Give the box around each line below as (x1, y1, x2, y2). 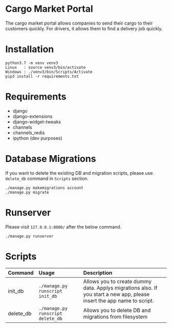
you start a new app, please (83, 291, 150, 298)
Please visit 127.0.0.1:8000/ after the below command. (5, 223, 122, 230)
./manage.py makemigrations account (5, 185, 83, 190)
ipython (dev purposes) (12, 135, 62, 141)
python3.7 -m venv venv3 (5, 60, 58, 66)
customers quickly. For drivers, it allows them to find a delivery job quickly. (5, 25, 163, 31)
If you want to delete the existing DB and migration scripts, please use (5, 170, 153, 176)
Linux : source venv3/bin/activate (5, 65, 86, 70)
